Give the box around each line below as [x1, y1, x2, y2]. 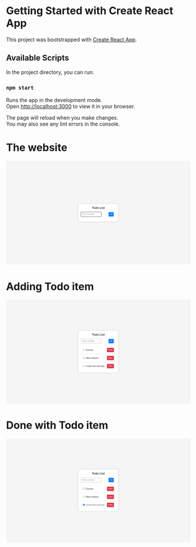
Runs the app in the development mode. [6, 97, 102, 104]
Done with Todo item [6, 418, 108, 432]
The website [6, 141, 68, 154]
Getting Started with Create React [6, 4, 174, 18]
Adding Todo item [6, 280, 94, 293]
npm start [6, 84, 34, 91]
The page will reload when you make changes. [6, 114, 119, 121]
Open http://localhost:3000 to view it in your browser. [6, 103, 136, 110]
